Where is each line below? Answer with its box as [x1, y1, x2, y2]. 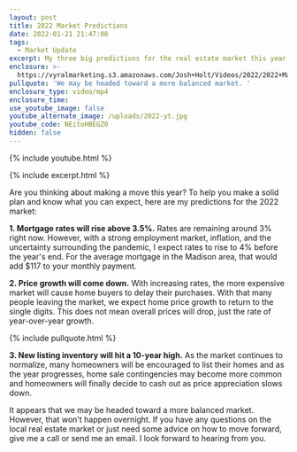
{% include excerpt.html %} [9, 169, 110, 180]
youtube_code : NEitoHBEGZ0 [9, 121, 109, 129]
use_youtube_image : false [9, 104, 104, 113]
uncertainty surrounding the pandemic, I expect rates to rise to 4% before [9, 241, 278, 253]
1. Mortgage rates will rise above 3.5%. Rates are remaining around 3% [9, 222, 272, 233]
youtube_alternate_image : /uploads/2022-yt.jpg [9, 112, 188, 121]
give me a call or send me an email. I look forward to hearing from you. [9, 433, 267, 443]
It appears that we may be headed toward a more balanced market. [9, 404, 255, 415]
